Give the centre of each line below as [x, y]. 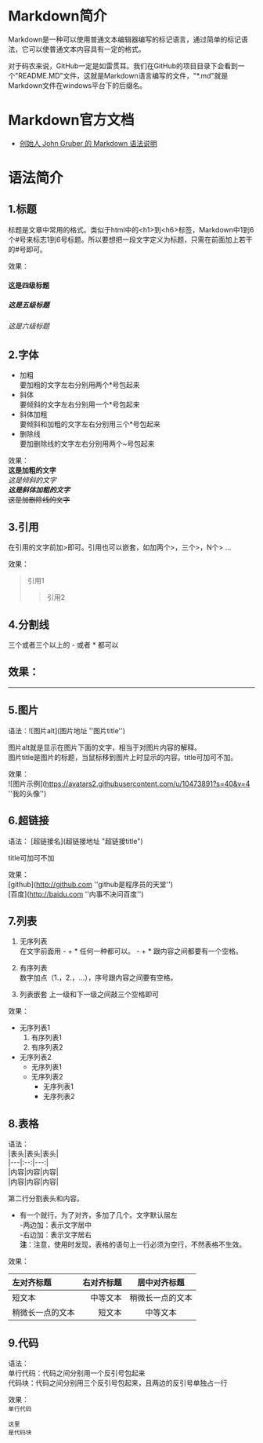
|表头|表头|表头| [33, 1154]
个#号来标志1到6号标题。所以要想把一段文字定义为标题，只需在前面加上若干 [130, 239]
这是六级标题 [29, 326]
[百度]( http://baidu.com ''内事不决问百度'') [76, 894]
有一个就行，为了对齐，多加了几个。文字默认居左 [98, 1215]
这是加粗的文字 [32, 470]
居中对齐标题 [161, 1283]
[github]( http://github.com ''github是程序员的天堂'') [91, 884]
